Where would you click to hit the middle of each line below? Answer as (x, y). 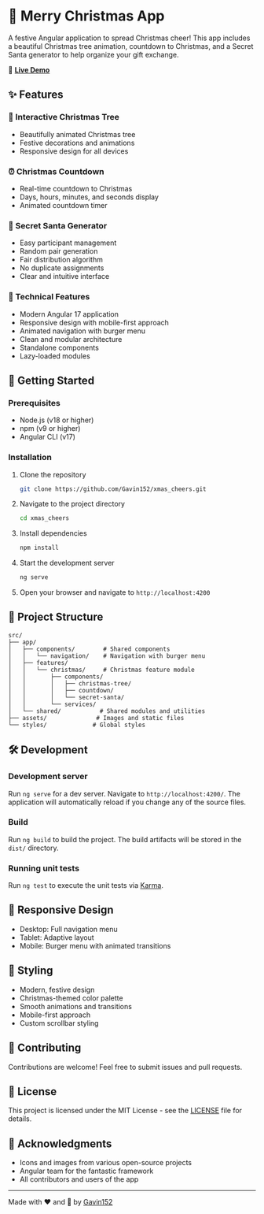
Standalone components (59, 347)
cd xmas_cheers (44, 518)
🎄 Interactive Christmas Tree (64, 117)
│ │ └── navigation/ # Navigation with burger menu (107, 656)
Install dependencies (53, 533)
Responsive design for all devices (74, 151)
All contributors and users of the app (79, 1179)
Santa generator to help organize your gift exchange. (93, 54)
